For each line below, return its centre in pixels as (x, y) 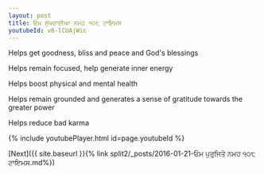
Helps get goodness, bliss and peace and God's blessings (103, 53)
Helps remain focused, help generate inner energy (91, 68)
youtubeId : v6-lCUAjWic (48, 30)
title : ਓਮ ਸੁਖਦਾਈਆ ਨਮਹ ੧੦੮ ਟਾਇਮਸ (65, 23)
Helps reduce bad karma (49, 123)
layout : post (30, 15)
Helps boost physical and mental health (73, 83)
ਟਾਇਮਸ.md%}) (32, 163)
